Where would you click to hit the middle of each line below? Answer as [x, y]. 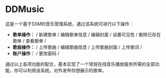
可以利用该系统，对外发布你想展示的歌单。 [62, 70]
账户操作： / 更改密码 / [36, 53]
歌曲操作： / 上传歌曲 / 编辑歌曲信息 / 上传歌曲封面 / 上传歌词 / [77, 47]
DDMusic [25, 9]
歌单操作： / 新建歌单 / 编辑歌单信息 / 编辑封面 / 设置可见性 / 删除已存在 [87, 34]
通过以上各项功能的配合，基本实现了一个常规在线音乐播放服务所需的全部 [80, 64]
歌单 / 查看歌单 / [29, 41]
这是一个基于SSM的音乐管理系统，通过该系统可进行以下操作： [70, 24]
